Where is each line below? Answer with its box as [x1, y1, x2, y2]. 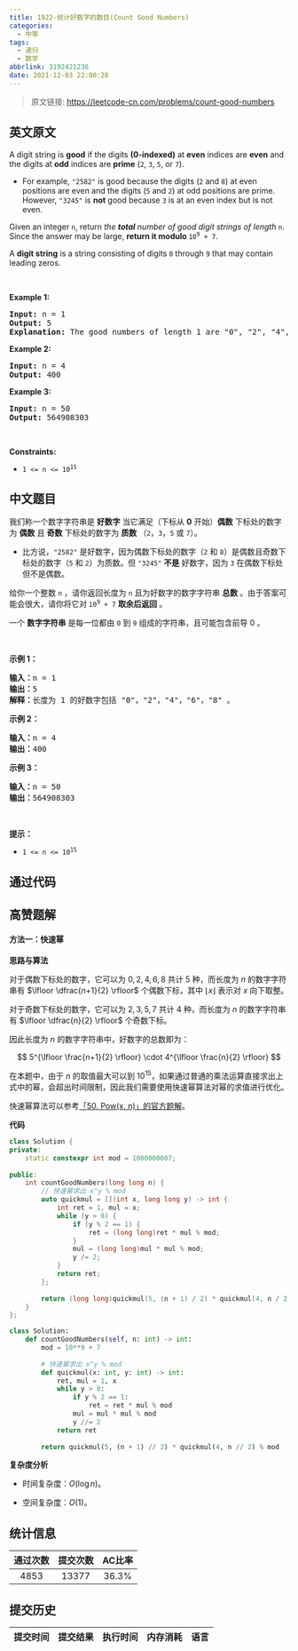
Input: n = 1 [9, 308, 67, 319]
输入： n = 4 [9, 733, 57, 743]
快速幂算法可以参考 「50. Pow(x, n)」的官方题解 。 [9, 1101, 191, 1112]
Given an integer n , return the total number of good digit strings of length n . [9, 221, 286, 232]
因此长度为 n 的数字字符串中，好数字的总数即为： [9, 1034, 190, 1045]
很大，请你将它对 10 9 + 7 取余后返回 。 [24, 599, 168, 610]
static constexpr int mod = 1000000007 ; [25, 1153, 176, 1162]
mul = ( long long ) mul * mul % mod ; [72, 1245, 204, 1254]
